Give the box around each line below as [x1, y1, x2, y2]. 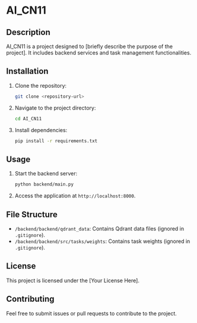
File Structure [6, 209, 58, 219]
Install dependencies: [14, 126, 68, 133]
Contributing [6, 294, 55, 304]
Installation [6, 66, 49, 76]
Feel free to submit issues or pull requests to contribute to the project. [6, 309, 177, 317]
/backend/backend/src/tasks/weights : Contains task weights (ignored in [14, 238, 190, 245]
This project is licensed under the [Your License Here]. [6, 277, 139, 284]
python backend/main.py [14, 181, 74, 187]
